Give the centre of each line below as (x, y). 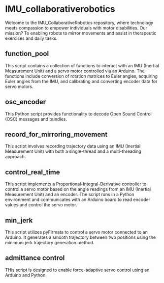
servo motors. (19, 86)
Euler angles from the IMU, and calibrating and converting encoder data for (81, 81)
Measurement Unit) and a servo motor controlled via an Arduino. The (75, 71)
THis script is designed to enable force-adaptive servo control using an (77, 270)
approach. (16, 157)
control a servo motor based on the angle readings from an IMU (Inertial (78, 189)
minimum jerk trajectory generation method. (50, 242)
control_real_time (33, 172)
